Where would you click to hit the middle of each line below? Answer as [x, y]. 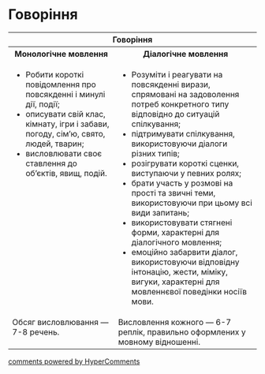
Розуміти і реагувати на [177, 74]
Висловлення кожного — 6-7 [174, 322]
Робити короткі [55, 74]
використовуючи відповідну [185, 262]
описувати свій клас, [66, 114]
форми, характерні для [175, 232]
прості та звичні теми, [174, 193]
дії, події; [43, 104]
